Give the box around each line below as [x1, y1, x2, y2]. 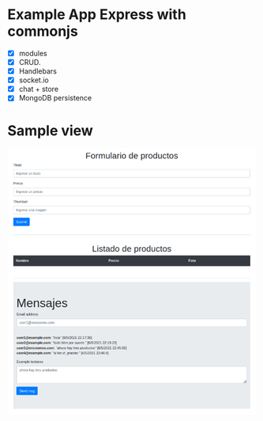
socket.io [18, 75, 49, 85]
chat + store [18, 85, 59, 94]
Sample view [7, 121, 94, 139]
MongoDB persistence [18, 93, 92, 103]
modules [18, 48, 48, 58]
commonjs [7, 22, 78, 40]
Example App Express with [7, 6, 186, 24]
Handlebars [18, 66, 57, 76]
